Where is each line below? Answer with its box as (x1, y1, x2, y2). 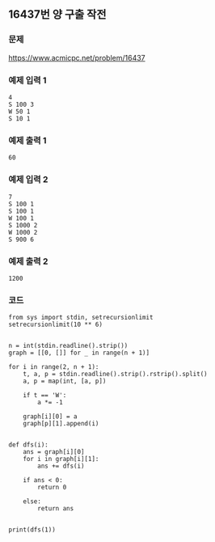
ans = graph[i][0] (23, 448, 85, 456)
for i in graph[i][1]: (23, 455, 99, 464)
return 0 (37, 484, 67, 492)
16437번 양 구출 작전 (8, 7, 107, 22)
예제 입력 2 (8, 174, 48, 185)
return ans (37, 505, 74, 513)
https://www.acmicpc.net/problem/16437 (8, 53, 145, 62)
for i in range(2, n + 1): (8, 363, 99, 371)
